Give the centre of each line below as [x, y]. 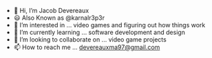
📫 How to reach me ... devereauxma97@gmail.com [87, 47]
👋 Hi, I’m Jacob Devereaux [51, 11]
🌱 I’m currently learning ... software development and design [99, 32]
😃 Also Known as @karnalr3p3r [59, 18]
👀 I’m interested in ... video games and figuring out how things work [109, 25]
